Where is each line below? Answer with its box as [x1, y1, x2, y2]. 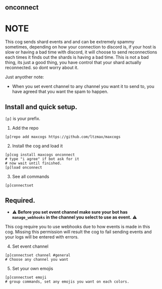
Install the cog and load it [12, 143, 63, 149]
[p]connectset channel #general [5, 253, 71, 257]
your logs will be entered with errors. [5, 234, 79, 239]
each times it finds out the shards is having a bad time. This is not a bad [5, 54, 149, 60]
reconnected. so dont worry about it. [5, 65, 79, 70]
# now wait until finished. [5, 161, 62, 166]
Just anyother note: [5, 74, 44, 80]
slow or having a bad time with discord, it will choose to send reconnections [5, 49, 157, 55]
